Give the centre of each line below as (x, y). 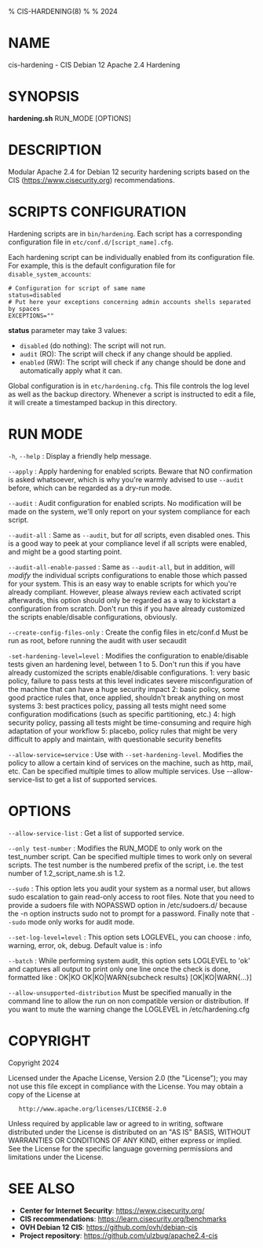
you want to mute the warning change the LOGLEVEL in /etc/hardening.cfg (129, 1009)
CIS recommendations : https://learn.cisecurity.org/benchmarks (123, 1219)
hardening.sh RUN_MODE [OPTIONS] (70, 118)
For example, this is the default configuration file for (92, 265)
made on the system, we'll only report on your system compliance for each (129, 511)
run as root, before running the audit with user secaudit (97, 640)
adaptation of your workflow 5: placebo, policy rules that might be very (123, 730)
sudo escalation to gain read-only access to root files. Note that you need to (131, 897)
